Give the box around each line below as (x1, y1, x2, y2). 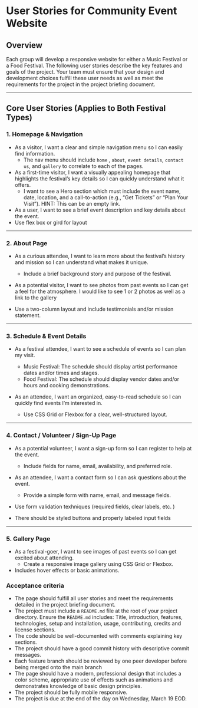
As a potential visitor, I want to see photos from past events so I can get (14, 281, 189, 288)
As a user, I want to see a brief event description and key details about (14, 206, 186, 213)
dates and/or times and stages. (23, 370, 99, 377)
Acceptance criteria (6, 581, 65, 590)
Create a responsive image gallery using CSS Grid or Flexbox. (23, 560, 174, 567)
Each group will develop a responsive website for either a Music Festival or (6, 56, 188, 62)
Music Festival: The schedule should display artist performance (23, 363, 178, 370)
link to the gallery (14, 294, 57, 301)
